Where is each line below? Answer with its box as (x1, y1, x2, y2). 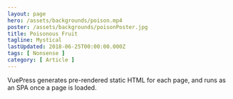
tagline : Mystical (7, 37, 62, 44)
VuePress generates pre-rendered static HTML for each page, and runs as (7, 76, 227, 84)
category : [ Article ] (7, 57, 75, 64)
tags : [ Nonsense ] (7, 50, 66, 57)
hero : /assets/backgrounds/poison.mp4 (7, 17, 123, 24)
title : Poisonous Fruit (7, 30, 78, 37)
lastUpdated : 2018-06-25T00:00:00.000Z (7, 43, 126, 50)
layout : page (7, 10, 46, 18)
